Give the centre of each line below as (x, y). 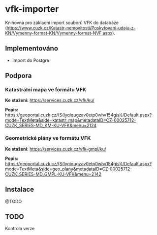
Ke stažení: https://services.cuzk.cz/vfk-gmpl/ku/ (56, 149)
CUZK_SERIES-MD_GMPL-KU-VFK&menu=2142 (53, 174)
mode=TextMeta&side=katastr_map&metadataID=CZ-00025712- (71, 120)
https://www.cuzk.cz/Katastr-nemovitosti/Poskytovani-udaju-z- (71, 27)
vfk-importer (32, 9)
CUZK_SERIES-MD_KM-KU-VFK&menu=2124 (51, 126)
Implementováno (31, 48)
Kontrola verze (20, 229)
